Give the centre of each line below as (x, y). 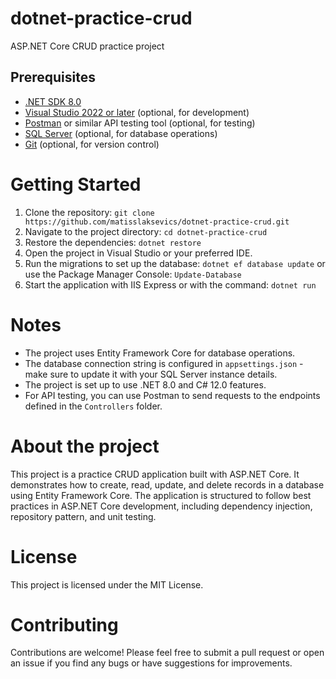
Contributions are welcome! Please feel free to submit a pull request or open (167, 653)
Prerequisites (53, 77)
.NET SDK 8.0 (53, 101)
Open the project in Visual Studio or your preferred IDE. (138, 253)
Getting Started (76, 184)
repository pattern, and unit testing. (83, 516)
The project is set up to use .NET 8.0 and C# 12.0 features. (145, 384)
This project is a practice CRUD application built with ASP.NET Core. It (155, 474)
